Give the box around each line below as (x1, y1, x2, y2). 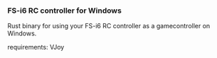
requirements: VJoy (7, 43, 65, 52)
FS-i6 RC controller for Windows (7, 6, 122, 16)
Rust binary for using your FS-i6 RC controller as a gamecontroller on (7, 22, 211, 30)
